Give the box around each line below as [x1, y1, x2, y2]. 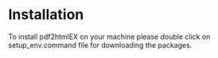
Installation [8, 6, 84, 24]
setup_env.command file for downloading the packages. [8, 40, 193, 49]
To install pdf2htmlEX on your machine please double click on [8, 32, 211, 41]
